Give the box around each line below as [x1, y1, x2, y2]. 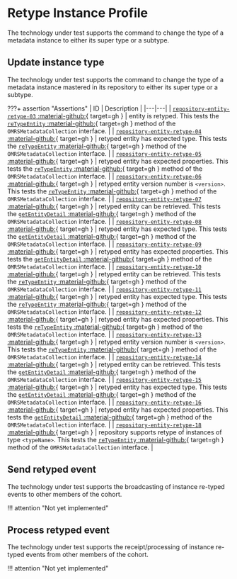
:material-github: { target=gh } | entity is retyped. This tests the [37, 111, 219, 120]
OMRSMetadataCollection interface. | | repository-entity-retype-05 [7, 149, 202, 157]
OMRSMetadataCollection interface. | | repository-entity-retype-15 [7, 375, 202, 383]
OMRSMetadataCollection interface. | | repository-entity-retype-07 [7, 194, 202, 203]
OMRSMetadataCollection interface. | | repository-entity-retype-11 [7, 285, 202, 293]
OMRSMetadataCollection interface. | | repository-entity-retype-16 [7, 398, 202, 406]
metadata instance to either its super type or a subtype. [7, 35, 170, 44]
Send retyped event [7, 463, 97, 476]
